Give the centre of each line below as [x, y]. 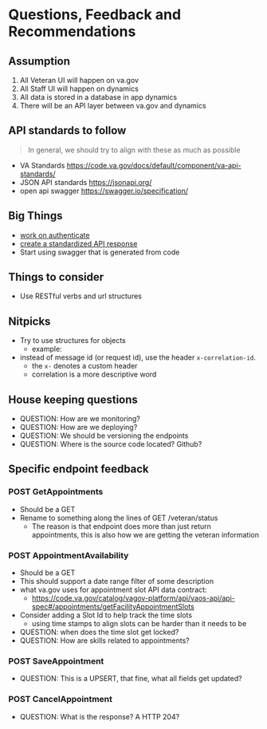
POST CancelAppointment [61, 699]
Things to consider [56, 277]
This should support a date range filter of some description [116, 581]
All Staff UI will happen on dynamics [79, 89]
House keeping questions [73, 399]
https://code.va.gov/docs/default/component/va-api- [154, 165]
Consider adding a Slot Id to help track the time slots [106, 615]
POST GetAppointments [56, 492]
